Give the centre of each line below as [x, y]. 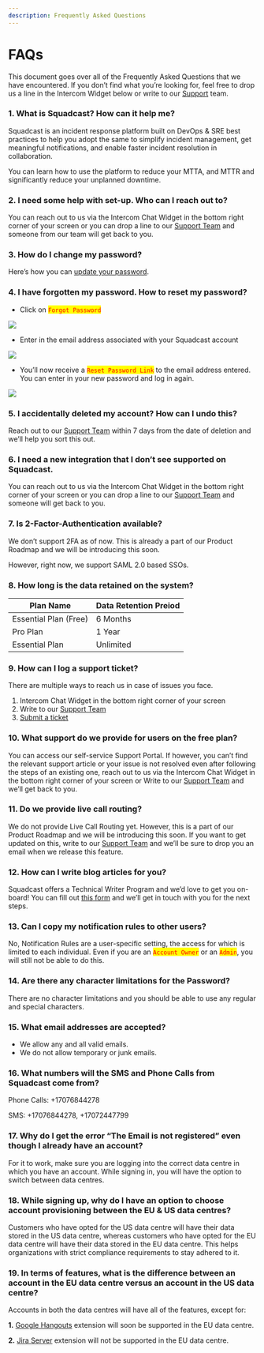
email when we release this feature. [66, 851]
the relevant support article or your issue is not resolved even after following [132, 764]
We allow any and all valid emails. [74, 1044]
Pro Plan [28, 631]
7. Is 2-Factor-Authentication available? [86, 524]
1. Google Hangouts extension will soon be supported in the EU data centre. [131, 1325]
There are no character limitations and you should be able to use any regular [132, 998]
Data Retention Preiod [138, 605]
